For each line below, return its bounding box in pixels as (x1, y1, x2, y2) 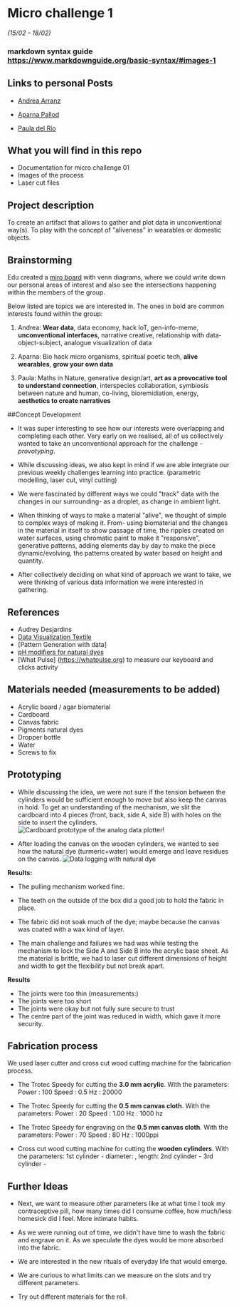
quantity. (17, 556, 44, 565)
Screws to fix (17, 747, 57, 757)
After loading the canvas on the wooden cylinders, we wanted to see (17, 839, 219, 848)
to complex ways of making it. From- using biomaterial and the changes (17, 518, 228, 527)
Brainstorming (7, 254, 73, 266)
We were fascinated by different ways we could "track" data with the (17, 490, 220, 499)
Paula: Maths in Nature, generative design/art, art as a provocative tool (17, 374, 228, 382)
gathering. (17, 586, 48, 594)
